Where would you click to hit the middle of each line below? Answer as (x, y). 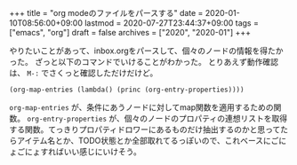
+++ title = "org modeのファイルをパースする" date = (106, 13)
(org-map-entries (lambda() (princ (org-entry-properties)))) (127, 90)
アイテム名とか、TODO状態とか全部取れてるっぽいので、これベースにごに (152, 141)
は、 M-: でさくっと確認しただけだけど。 (84, 73)
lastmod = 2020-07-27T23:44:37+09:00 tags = (172, 23)
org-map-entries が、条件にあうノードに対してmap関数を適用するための (141, 107)
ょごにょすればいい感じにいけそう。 (76, 152)
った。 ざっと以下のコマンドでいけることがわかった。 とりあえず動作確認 (144, 62)
